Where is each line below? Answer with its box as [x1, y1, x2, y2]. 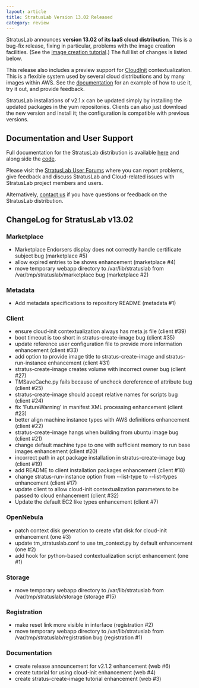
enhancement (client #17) [14, 479, 77, 486]
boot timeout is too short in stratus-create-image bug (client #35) [14, 334, 175, 341]
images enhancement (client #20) [14, 448, 98, 455]
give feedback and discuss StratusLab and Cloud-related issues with [6, 173, 175, 180]
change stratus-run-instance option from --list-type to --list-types [14, 473, 177, 480]
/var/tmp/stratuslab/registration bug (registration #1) [14, 634, 143, 641]
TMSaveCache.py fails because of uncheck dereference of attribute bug [14, 378, 192, 385]
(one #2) [14, 545, 37, 553]
